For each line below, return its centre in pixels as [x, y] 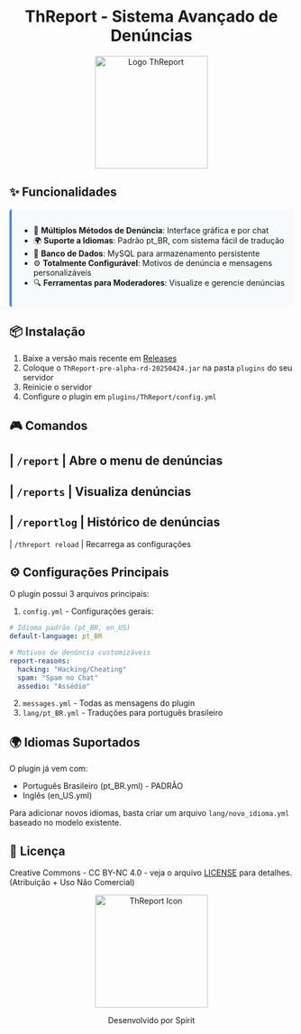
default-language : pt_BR [56, 636]
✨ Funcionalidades [63, 192]
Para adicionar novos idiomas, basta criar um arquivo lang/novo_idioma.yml [150, 813]
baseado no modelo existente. [65, 823]
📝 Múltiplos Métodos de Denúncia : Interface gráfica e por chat [150, 230]
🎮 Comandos [49, 425]
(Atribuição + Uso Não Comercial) [72, 883]
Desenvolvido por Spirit [151, 1020]
